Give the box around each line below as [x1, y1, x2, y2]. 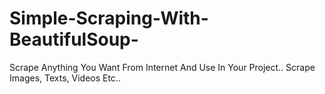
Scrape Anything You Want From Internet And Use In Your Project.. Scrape [9, 61, 316, 73]
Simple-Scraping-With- [9, 7, 209, 30]
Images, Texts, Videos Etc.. [9, 72, 121, 84]
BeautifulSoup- [9, 28, 139, 51]
